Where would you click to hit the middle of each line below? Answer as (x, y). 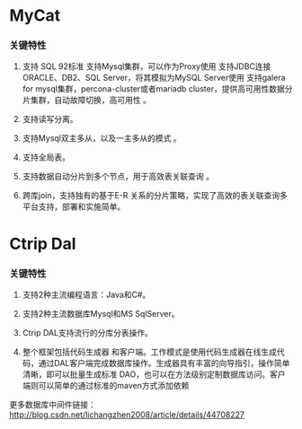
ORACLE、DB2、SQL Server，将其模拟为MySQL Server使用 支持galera (154, 78)
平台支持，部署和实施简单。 (74, 206)
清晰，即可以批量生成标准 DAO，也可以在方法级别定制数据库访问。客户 (154, 374)
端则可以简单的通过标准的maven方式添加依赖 (106, 385)
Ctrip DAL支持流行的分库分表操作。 (88, 332)
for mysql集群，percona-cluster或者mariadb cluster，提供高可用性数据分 (157, 89)
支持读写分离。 (50, 119)
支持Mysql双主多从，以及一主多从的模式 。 (102, 138)
